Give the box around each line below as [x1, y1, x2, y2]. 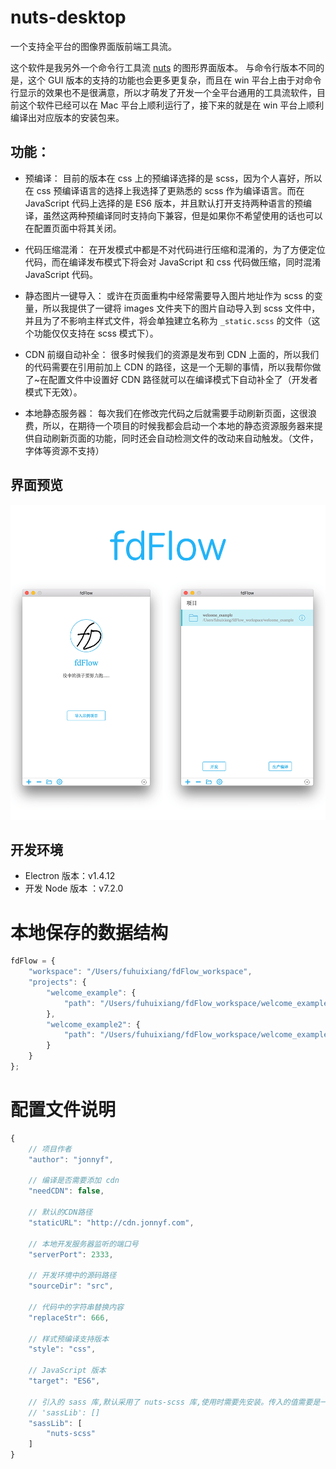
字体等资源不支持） [24, 444, 105, 456]
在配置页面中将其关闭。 [24, 222, 122, 234]
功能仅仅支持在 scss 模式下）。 [33, 327, 159, 339]
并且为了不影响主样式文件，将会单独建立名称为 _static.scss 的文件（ [24, 314, 312, 326]
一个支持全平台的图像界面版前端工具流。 [10, 40, 177, 52]
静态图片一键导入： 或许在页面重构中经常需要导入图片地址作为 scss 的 [24, 289, 315, 301]
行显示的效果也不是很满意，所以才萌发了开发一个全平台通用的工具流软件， [10, 86, 317, 98]
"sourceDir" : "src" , [28, 1281, 114, 1291]
